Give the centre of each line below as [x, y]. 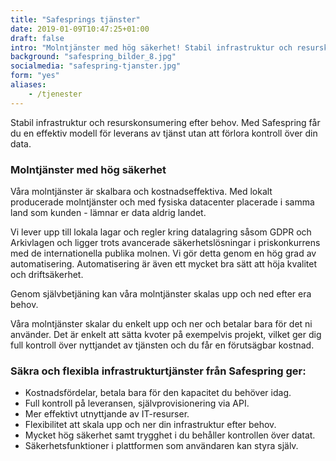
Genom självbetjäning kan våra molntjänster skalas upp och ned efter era [161, 293]
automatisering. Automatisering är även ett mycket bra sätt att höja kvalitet [164, 263]
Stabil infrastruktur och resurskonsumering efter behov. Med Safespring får [165, 122]
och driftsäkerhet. [47, 274]
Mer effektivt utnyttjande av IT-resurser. [107, 414]
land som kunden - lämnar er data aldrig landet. [108, 212]
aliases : [28, 85]
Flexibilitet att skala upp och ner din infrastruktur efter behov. [150, 425]
